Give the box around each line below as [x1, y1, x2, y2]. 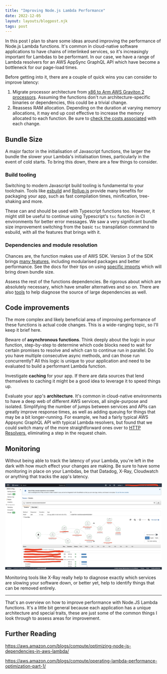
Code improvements [5, 303, 70, 312]
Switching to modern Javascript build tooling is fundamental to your [5, 183, 144, 189]
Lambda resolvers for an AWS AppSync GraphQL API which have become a [5, 59, 160, 65]
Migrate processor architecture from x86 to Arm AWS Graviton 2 [12, 89, 145, 95]
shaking [5, 198, 21, 204]
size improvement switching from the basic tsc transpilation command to [5, 224, 155, 230]
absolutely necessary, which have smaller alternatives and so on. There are [5, 284, 160, 289]
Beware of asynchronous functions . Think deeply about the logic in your [5, 337, 156, 343]
